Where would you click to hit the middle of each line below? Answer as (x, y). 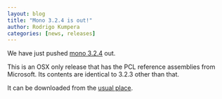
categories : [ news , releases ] (52, 33)
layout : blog (26, 14)
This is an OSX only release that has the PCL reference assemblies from (111, 67)
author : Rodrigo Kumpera (44, 27)
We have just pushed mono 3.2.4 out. (61, 53)
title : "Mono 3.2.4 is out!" (50, 20)
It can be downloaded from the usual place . (70, 88)
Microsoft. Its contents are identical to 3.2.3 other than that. (93, 74)
